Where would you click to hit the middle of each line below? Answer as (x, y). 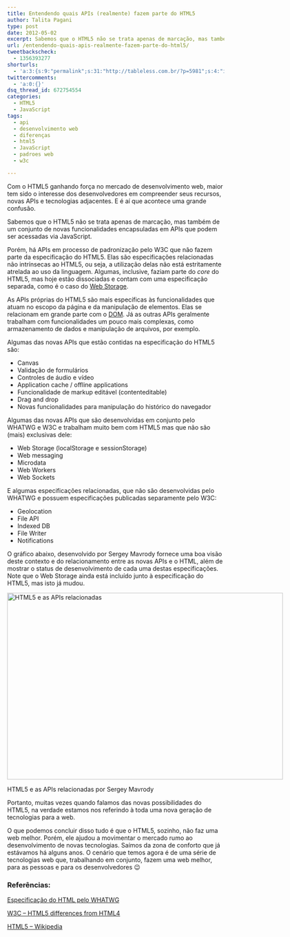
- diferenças (32, 135)
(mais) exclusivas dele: (40, 434)
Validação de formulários (52, 370)
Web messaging (40, 455)
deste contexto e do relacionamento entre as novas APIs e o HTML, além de (115, 561)
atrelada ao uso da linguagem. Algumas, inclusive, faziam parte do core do (113, 271)
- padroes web (33, 155)
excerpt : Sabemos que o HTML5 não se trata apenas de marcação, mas (107, 39)
